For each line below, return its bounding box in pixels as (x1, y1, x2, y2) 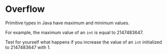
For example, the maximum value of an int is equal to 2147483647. (5, 29, 144, 35)
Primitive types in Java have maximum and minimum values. (5, 20, 129, 26)
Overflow (5, 3, 45, 15)
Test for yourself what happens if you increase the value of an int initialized (5, 39, 162, 45)
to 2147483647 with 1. (5, 44, 51, 50)
